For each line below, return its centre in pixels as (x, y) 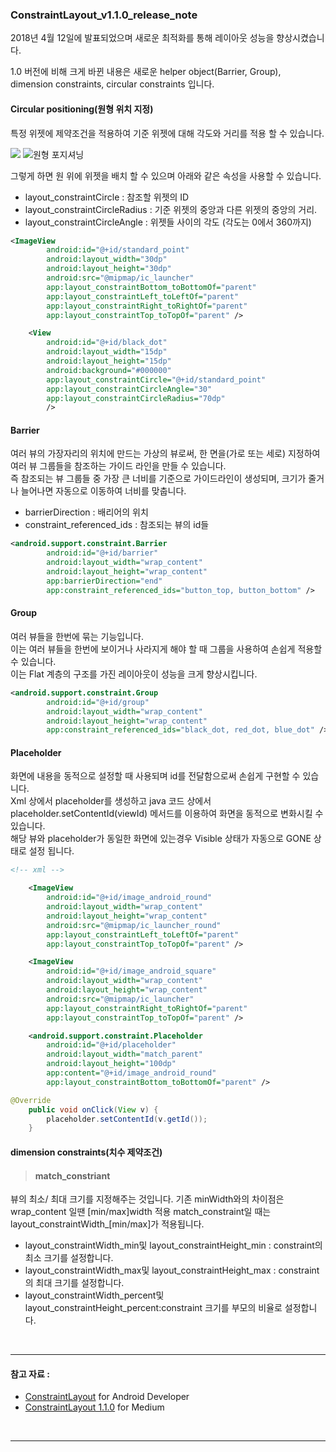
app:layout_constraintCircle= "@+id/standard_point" (156, 379)
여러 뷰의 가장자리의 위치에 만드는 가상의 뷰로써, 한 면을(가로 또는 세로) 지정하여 (165, 454)
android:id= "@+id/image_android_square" (131, 971)
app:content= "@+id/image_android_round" (131, 1073)
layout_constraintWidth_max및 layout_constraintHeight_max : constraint (172, 1270)
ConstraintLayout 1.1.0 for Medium (94, 1407)
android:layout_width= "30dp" (107, 259)
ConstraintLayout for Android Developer (107, 1397)
